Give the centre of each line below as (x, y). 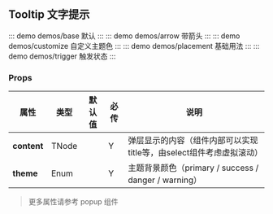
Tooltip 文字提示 (49, 15)
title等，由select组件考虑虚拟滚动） (195, 153)
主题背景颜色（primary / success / (193, 168)
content (28, 146)
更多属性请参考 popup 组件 (74, 202)
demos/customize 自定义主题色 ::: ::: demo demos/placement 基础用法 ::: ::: (134, 46)
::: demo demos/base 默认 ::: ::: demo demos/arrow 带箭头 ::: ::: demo (124, 36)
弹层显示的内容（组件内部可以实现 (193, 141)
